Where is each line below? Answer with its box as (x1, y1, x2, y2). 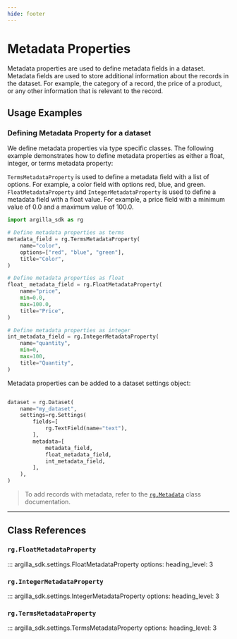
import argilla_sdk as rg (7, 217, 83, 224)
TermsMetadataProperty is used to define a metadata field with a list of (7, 173, 209, 181)
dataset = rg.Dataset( (7, 398, 74, 406)
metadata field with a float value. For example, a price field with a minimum (7, 195, 226, 204)
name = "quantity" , (20, 340, 71, 347)
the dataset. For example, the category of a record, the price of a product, (7, 79, 222, 87)
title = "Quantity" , (20, 359, 74, 367)
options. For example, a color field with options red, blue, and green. (7, 181, 206, 189)
